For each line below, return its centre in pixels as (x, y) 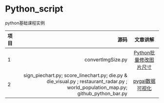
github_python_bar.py (102, 93)
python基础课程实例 (25, 23)
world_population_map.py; (97, 87)
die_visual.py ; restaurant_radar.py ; (87, 81)
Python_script (34, 9)
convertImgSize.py (106, 59)
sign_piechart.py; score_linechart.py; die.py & (76, 75)
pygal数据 (144, 81)
